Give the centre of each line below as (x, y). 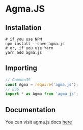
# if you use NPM (24, 39)
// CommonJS (18, 80)
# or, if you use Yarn (29, 48)
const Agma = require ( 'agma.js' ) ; (42, 84)
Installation (23, 28)
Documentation (31, 110)
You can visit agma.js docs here (39, 122)
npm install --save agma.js (35, 44)
